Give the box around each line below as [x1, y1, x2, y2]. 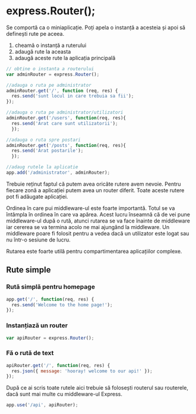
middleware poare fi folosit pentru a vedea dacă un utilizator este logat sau [6, 230, 189, 237]
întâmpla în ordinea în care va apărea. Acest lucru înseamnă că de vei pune [6, 211, 190, 218]
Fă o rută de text [6, 349, 54, 357]
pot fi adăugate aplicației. [6, 193, 68, 200]
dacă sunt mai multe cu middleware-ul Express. [6, 391, 123, 398]
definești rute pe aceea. [6, 30, 65, 37]
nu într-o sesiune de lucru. [6, 236, 71, 243]
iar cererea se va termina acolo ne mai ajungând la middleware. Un [6, 223, 170, 230]
